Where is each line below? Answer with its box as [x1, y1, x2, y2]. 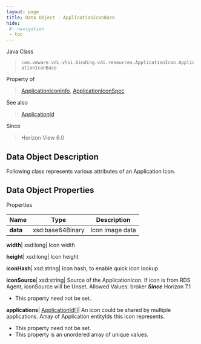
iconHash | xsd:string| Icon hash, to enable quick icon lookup [6, 264, 159, 272]
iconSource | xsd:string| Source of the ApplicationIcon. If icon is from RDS [6, 276, 191, 284]
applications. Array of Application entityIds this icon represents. [6, 313, 165, 320]
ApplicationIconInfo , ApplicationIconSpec [21, 87, 125, 94]
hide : [6, 20, 20, 26]
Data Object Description [6, 152, 99, 162]
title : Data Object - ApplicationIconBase [6, 15, 115, 21]
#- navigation [8, 25, 45, 32]
